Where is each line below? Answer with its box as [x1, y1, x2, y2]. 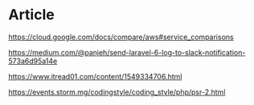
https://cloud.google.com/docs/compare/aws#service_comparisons [8, 32, 235, 42]
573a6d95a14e [8, 56, 58, 66]
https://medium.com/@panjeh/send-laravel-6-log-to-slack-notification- [8, 47, 246, 57]
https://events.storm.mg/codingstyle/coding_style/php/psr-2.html [8, 87, 226, 97]
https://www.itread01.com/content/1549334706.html [8, 71, 182, 81]
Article [8, 6, 55, 24]
